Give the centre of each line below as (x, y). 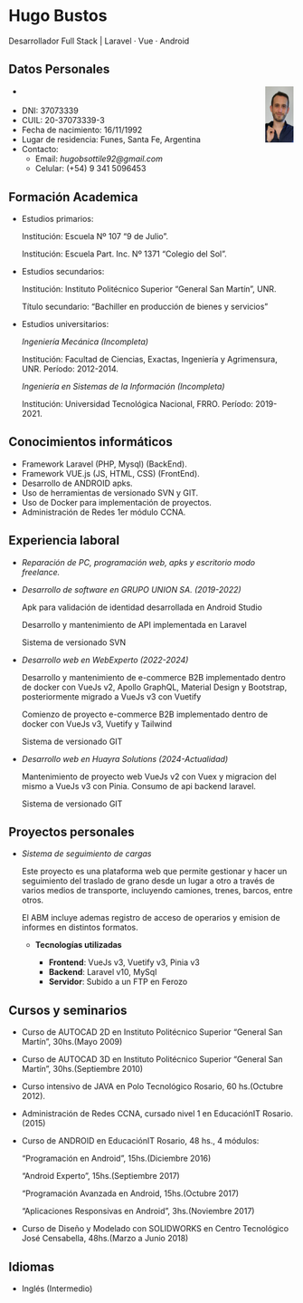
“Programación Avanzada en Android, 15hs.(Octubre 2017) (130, 1193)
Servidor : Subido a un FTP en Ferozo (118, 982)
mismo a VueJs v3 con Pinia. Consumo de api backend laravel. (139, 786)
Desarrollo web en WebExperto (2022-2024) (105, 660)
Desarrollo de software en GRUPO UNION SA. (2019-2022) (131, 589)
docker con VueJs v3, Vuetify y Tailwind (97, 724)
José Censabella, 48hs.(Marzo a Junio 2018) (105, 1239)
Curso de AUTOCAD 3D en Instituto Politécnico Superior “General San (152, 1059)
